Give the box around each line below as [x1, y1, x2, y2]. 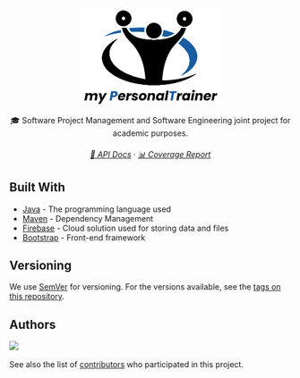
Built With [9, 180, 65, 195]
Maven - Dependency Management [21, 213, 154, 223]
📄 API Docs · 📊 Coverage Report [90, 148, 211, 159]
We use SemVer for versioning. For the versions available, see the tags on [9, 281, 281, 292]
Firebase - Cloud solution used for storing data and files [21, 223, 229, 233]
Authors [9, 316, 56, 332]
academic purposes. [112, 128, 189, 139]
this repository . [9, 291, 65, 302]
